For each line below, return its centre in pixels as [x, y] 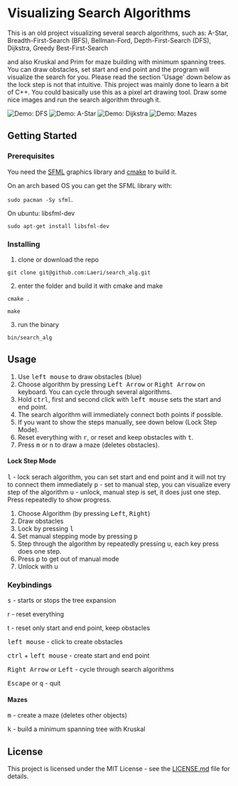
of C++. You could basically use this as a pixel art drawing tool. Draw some [117, 92]
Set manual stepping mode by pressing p [78, 536]
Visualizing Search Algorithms [99, 13]
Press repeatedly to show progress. [59, 500]
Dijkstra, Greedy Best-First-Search [58, 48]
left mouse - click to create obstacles [65, 642]
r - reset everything [36, 614]
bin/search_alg [30, 337]
